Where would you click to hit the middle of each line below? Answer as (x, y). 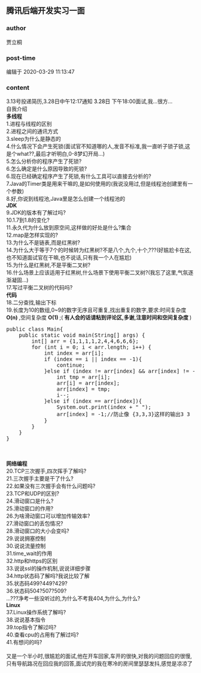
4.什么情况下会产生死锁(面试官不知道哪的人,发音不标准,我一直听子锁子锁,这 (98, 146)
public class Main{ (35, 329)
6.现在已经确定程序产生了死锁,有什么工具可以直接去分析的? (79, 176)
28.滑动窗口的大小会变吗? (38, 531)
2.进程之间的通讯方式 (32, 131)
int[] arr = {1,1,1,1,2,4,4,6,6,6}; (85, 341)
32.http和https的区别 (32, 561)
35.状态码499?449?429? (37, 584)
